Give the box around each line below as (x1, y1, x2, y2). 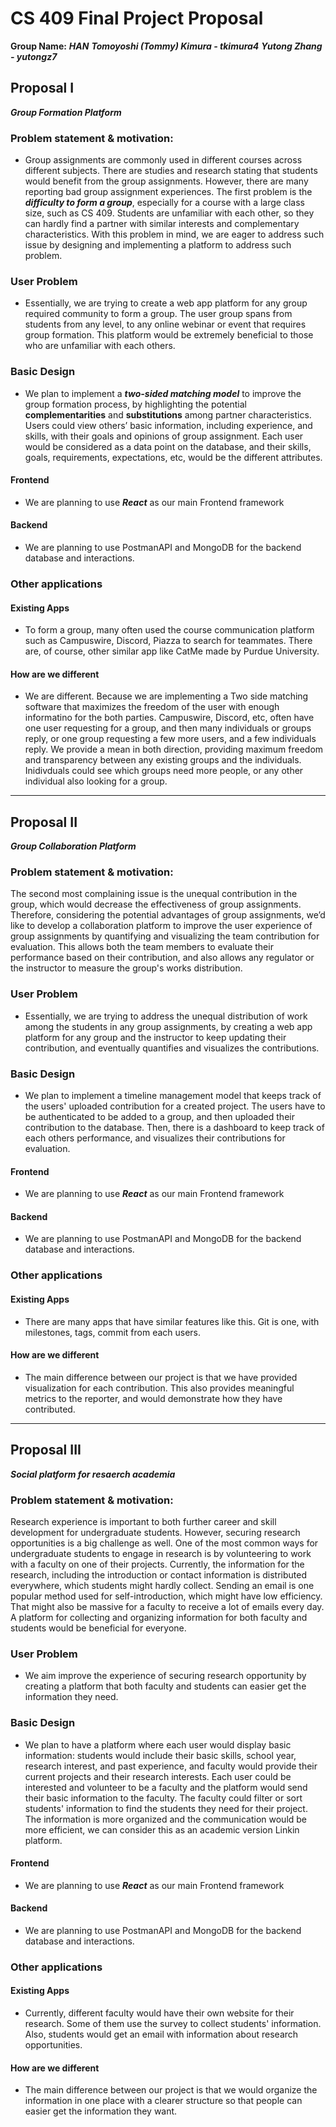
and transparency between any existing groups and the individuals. (24, 754, 302, 766)
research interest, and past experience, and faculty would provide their (24, 1760, 318, 1772)
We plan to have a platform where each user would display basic (24, 1738, 292, 1751)
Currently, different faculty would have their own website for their (24, 2007, 295, 2019)
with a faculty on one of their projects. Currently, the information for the (10, 1558, 305, 1570)
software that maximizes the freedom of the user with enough (24, 701, 280, 713)
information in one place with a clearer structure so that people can (24, 2095, 303, 2107)
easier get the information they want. (24, 2105, 178, 2117)
